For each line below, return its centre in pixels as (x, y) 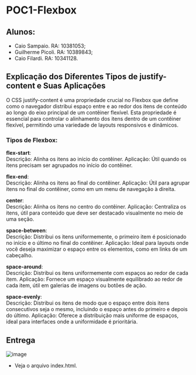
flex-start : (19, 153)
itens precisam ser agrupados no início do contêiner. (69, 165)
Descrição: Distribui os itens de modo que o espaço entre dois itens (88, 303)
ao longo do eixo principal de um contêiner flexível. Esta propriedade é (91, 112)
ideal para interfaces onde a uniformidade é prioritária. (72, 322)
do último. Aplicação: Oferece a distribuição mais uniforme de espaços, (92, 316)
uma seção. (20, 219)
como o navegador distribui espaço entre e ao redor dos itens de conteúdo (97, 106)
